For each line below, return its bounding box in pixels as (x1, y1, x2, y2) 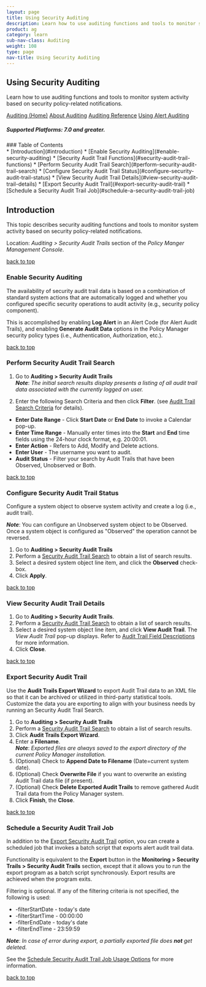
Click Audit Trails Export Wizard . (15, 731, 100, 739)
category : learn (6, 32, 48, 38)
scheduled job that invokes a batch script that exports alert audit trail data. (6, 844, 194, 851)
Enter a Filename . (15, 737, 61, 745)
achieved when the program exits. (6, 875, 93, 883)
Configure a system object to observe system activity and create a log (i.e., (6, 503, 196, 510)
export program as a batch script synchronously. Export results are (6, 869, 176, 876)
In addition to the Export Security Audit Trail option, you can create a (6, 837, 180, 845)
